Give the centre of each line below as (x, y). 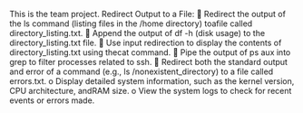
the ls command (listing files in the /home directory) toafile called (131, 24)
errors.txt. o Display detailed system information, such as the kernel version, (152, 81)
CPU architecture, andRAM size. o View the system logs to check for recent (151, 91)
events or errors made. (52, 100)
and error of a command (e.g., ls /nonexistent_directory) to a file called (142, 71)
